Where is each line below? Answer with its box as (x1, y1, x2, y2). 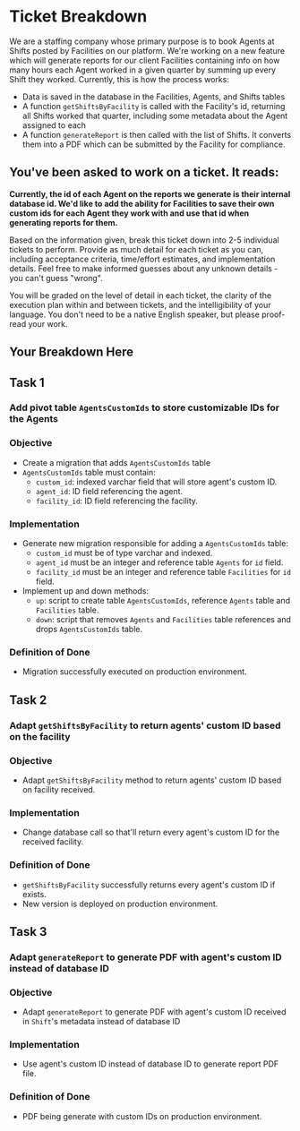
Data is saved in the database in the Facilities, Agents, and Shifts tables (21, 91, 286, 102)
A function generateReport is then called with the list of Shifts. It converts (21, 129, 292, 140)
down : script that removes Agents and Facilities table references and (35, 614, 291, 625)
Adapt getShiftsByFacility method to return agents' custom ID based (21, 775, 282, 785)
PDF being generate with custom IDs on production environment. (21, 1110, 262, 1121)
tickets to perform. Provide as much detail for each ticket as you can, (9, 244, 264, 254)
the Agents (9, 413, 58, 425)
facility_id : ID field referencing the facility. (35, 495, 199, 506)
